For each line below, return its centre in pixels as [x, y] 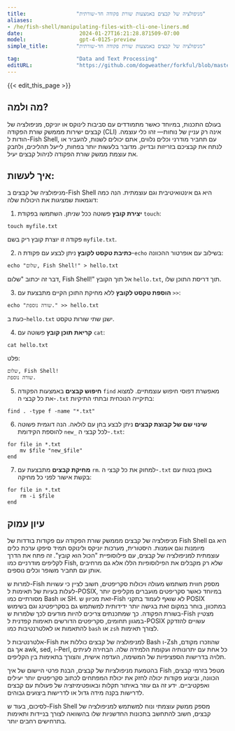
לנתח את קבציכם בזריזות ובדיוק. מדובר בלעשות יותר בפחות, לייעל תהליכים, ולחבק [115, 146]
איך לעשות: [31, 176]
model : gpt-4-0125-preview [72, 40]
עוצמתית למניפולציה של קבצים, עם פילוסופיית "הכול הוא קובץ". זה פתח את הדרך [113, 555]
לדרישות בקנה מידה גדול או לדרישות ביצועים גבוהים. [76, 693]
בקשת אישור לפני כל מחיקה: [55, 477]
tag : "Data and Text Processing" [83, 59]
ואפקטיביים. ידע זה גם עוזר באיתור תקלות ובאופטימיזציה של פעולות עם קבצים [108, 686]
